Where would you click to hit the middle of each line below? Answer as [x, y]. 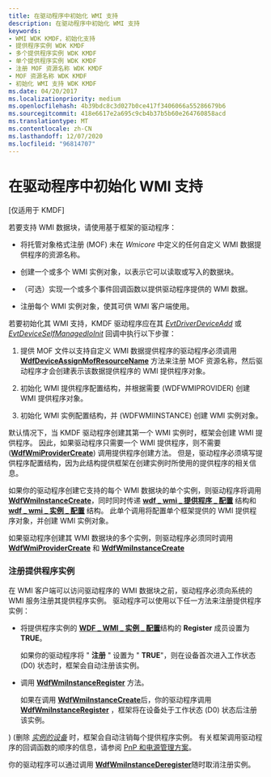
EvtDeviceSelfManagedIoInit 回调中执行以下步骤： [92, 333]
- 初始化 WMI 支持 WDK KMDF [53, 83]
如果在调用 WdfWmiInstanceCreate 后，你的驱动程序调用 [116, 699]
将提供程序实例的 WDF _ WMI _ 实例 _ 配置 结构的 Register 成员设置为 [135, 627]
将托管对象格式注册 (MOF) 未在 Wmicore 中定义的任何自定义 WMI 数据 [137, 244]
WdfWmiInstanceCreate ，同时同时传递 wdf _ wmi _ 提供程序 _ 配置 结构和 [132, 501]
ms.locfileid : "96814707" [52, 144]
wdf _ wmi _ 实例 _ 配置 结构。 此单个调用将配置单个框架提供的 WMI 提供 [129, 511]
